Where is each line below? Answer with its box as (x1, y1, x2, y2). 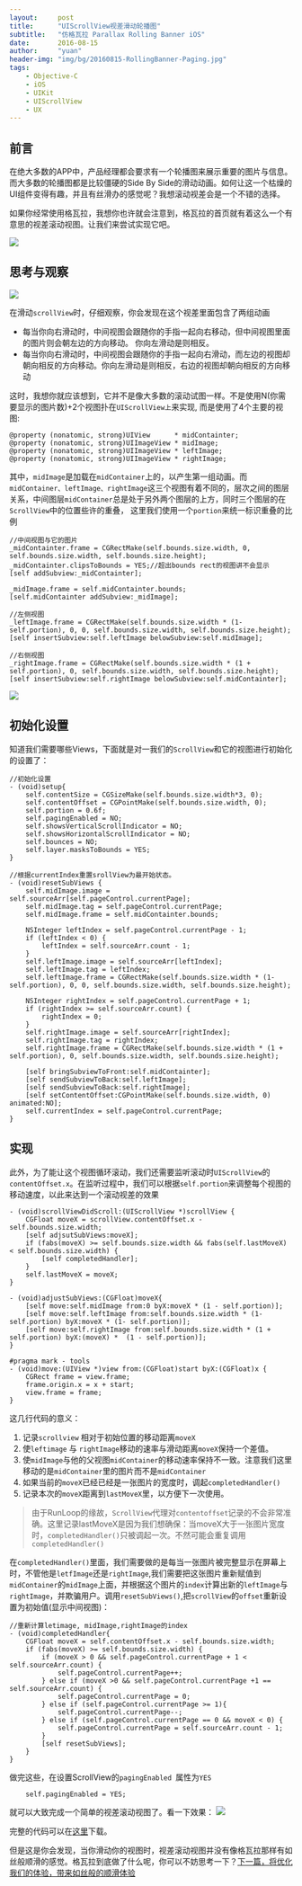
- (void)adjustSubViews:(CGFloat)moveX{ (9, 1294, 164, 1303)
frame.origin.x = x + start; (25, 1380, 135, 1389)
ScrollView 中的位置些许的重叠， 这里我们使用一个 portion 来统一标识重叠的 (9, 504, 285, 515)
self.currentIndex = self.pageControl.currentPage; (25, 1107, 223, 1116)
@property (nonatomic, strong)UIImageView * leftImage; (9, 446, 223, 455)
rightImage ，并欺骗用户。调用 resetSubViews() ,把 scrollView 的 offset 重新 (9, 1590, 280, 1601)
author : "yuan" (9, 47, 83, 56)
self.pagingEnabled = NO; (25, 814, 123, 823)
